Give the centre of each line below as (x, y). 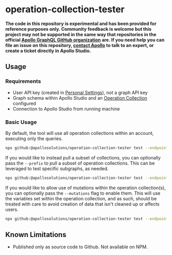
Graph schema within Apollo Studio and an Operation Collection (80, 98)
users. (12, 209)
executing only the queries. (34, 138)
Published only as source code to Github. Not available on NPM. (80, 247)
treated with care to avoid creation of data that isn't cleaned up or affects (82, 204)
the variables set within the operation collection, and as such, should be (81, 198)
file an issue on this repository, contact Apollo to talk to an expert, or (80, 45)
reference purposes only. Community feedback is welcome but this (79, 29)
